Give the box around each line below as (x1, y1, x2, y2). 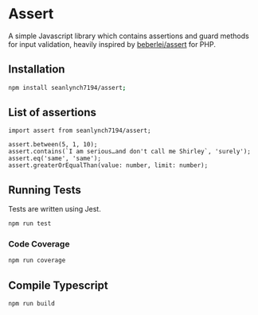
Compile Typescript (8, 278, 109, 292)
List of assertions (8, 106, 97, 119)
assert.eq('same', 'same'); (8, 154, 102, 163)
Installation (8, 63, 65, 76)
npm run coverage (8, 256, 66, 265)
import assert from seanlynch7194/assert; (8, 126, 151, 135)
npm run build (8, 300, 56, 308)
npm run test (8, 220, 52, 227)
